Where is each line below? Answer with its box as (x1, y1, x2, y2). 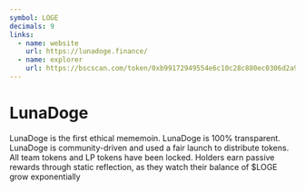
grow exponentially (9, 171, 81, 182)
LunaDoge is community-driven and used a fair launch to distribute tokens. (9, 142, 290, 153)
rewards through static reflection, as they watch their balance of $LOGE (9, 161, 279, 172)
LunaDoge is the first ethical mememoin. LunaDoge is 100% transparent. (9, 132, 281, 143)
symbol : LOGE (9, 13, 59, 23)
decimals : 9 (9, 22, 54, 31)
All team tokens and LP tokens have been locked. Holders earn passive (9, 151, 275, 163)
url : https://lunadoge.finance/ (25, 47, 148, 56)
